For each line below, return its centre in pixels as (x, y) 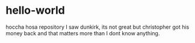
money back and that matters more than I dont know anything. (83, 33)
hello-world (36, 10)
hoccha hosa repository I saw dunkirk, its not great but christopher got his (97, 27)
